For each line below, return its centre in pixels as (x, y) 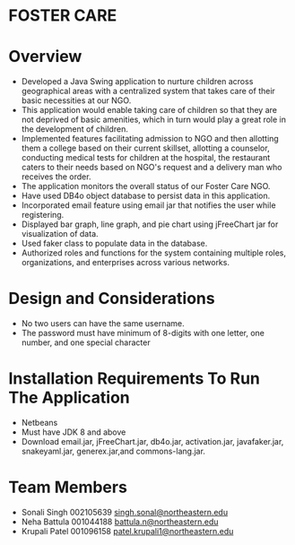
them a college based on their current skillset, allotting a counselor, (145, 148)
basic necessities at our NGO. (76, 100)
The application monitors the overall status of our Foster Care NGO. (146, 186)
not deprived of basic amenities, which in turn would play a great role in (153, 120)
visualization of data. (60, 234)
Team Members (68, 487)
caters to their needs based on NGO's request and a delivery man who (152, 168)
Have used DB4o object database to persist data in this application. (146, 196)
